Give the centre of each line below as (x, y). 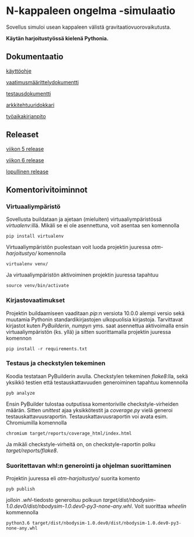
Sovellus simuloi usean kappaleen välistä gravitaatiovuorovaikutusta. (89, 27)
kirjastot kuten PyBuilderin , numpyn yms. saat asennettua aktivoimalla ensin (97, 326)
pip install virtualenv (35, 236)
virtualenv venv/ (27, 264)
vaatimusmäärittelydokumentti (42, 82)
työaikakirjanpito (26, 116)
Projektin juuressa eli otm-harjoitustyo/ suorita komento (73, 478)
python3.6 (18, 523)
